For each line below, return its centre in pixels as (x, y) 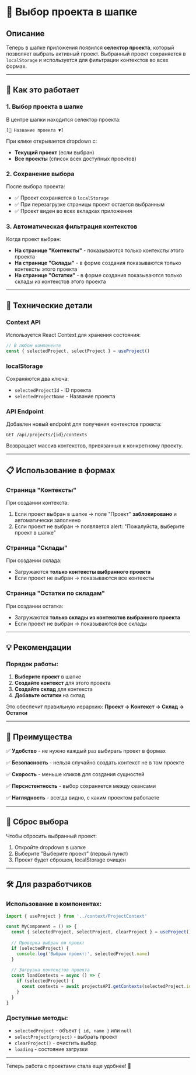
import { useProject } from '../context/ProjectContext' (77, 916)
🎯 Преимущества (39, 737)
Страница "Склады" (37, 547)
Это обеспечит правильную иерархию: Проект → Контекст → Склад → (95, 707)
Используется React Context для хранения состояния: (73, 335)
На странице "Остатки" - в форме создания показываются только (98, 275)
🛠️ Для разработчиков (49, 885)
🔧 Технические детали (49, 306)
